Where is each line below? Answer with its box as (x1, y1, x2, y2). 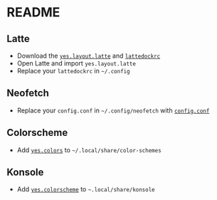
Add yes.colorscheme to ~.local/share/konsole (16, 185, 155, 194)
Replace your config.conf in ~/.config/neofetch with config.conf (16, 106, 210, 115)
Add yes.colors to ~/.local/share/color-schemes (16, 145, 162, 154)
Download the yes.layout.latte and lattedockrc (16, 51, 161, 60)
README (6, 4, 60, 21)
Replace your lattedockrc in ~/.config (16, 67, 130, 75)
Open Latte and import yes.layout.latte (16, 59, 137, 68)
